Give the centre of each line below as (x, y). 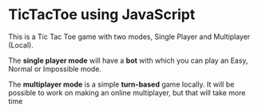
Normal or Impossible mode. (55, 68)
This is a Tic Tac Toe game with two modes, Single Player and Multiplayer (129, 37)
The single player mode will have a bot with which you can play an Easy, (128, 60)
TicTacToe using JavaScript (102, 15)
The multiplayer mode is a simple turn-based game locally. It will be (121, 84)
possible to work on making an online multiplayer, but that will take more (127, 92)
